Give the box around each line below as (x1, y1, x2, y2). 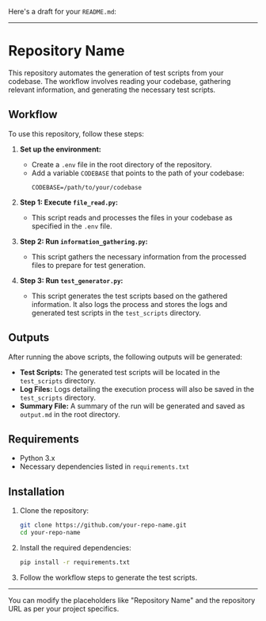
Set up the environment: (19, 144, 101, 154)
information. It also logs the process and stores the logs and (31, 299, 228, 309)
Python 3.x (19, 454, 55, 463)
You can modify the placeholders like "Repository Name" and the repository (8, 595, 256, 605)
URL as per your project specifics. (8, 604, 120, 613)
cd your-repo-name (19, 529, 81, 537)
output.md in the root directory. (19, 409, 120, 419)
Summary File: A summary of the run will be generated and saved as (19, 401, 245, 411)
